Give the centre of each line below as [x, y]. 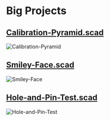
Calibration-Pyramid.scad [55, 33]
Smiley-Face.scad [40, 65]
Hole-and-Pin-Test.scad [52, 98]
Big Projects [36, 11]
